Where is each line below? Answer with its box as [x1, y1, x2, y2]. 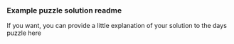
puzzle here [6, 29, 42, 37]
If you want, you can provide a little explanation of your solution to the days [6, 22, 227, 30]
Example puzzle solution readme [6, 6, 122, 15]
